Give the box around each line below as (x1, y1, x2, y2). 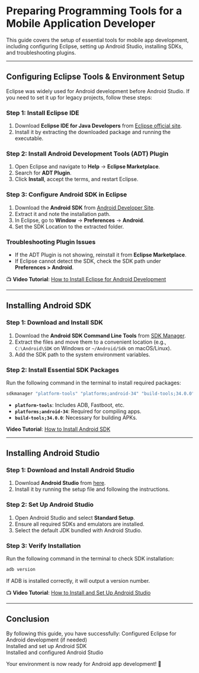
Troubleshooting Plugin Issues (6, 237, 96, 246)
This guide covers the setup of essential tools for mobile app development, (6, 36, 189, 43)
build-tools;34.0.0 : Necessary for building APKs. (14, 414, 137, 421)
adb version (6, 567, 36, 573)
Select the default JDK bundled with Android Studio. (14, 526, 142, 534)
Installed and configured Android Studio (6, 649, 104, 656)
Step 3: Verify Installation (6, 541, 81, 550)
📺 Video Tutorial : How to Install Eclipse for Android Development (6, 275, 166, 282)
